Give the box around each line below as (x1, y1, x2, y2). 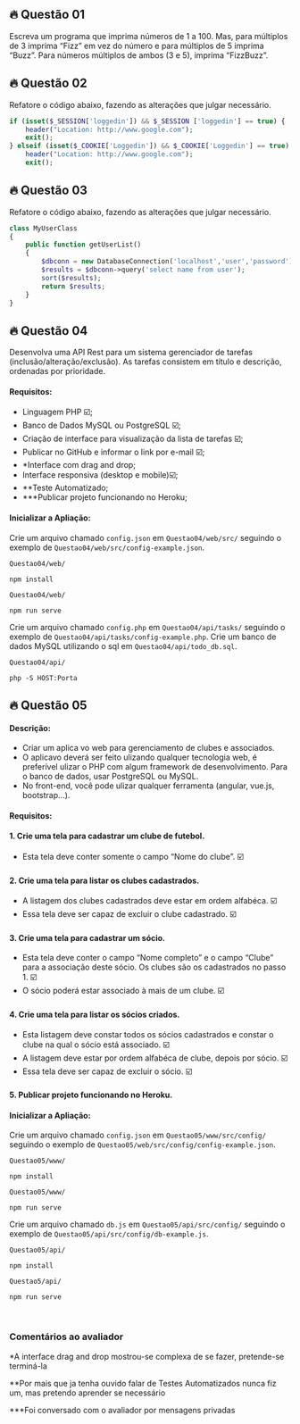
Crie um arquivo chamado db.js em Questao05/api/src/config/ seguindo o (9, 1219, 286, 1230)
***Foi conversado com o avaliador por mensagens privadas (9, 1404, 236, 1415)
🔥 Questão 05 (9, 698, 87, 713)
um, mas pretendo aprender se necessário (9, 1387, 166, 1398)
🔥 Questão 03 (9, 183, 87, 198)
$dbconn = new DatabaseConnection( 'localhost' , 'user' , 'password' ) (41, 257, 294, 266)
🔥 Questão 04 (9, 323, 88, 338)
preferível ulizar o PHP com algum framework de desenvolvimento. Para (21, 762, 288, 772)
